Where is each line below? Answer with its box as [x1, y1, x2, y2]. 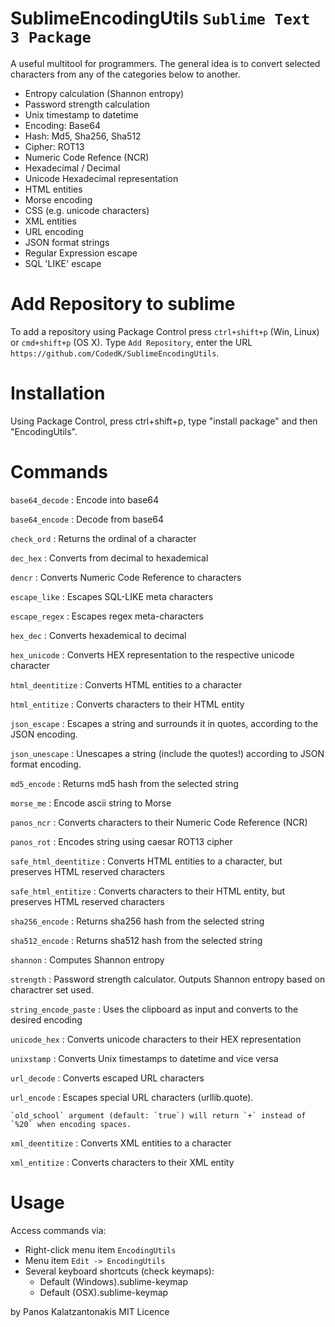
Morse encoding [24, 193, 93, 206]
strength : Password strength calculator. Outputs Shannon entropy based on [10, 973, 326, 985]
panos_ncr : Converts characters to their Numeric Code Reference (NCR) [10, 816, 308, 828]
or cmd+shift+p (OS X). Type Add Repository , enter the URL [10, 336, 253, 348]
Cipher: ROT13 [24, 140, 85, 152]
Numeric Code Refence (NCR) [24, 151, 150, 163]
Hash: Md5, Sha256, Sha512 [24, 130, 142, 142]
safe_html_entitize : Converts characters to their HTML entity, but [10, 885, 286, 897]
